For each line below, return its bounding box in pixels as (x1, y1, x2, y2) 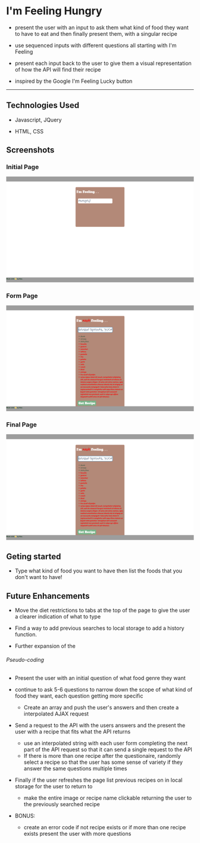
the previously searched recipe (23, 801, 100, 808)
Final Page (6, 420, 37, 428)
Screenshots (6, 145, 55, 155)
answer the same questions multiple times (23, 765, 127, 772)
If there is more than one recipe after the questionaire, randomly (23, 752, 181, 760)
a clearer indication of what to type (14, 613, 101, 620)
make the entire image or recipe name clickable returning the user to (23, 794, 192, 802)
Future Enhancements (6, 591, 90, 601)
